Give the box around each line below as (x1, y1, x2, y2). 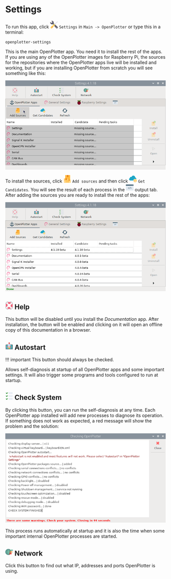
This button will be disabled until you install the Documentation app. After (5, 316, 159, 322)
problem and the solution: (5, 423, 60, 429)
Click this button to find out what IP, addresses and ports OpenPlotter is (5, 563, 156, 569)
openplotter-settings (5, 39, 51, 44)
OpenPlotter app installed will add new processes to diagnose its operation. (5, 412, 164, 418)
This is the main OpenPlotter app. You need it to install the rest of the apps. (5, 48, 163, 55)
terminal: (5, 29, 24, 35)
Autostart (14, 343, 46, 351)
